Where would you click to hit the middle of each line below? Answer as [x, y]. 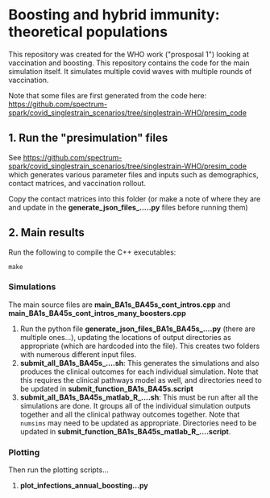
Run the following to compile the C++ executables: [92, 252]
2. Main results [46, 232]
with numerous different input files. [78, 354]
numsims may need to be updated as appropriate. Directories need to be [138, 423]
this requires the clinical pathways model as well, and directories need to [141, 380]
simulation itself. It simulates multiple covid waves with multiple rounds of [130, 71]
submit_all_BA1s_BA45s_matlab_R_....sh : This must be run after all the [139, 397]
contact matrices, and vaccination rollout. [77, 183]
